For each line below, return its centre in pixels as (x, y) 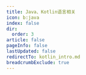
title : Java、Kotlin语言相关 (41, 12)
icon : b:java (23, 18)
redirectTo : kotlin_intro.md (43, 57)
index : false (23, 23)
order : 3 (23, 34)
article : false (26, 40)
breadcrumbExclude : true (38, 62)
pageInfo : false (27, 46)
